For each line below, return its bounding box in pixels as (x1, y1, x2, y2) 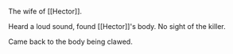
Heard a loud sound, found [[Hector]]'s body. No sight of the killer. (8, 22, 227, 31)
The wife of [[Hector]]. (8, 7, 82, 16)
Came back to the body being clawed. (8, 37, 133, 46)
